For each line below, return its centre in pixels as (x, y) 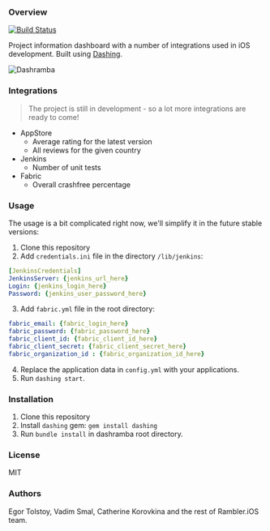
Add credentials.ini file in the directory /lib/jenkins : (111, 256)
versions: (24, 231)
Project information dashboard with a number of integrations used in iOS (129, 45)
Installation (31, 399)
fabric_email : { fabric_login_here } (69, 324)
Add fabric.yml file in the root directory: (88, 309)
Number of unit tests (66, 167)
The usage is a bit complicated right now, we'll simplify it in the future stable (135, 223)
